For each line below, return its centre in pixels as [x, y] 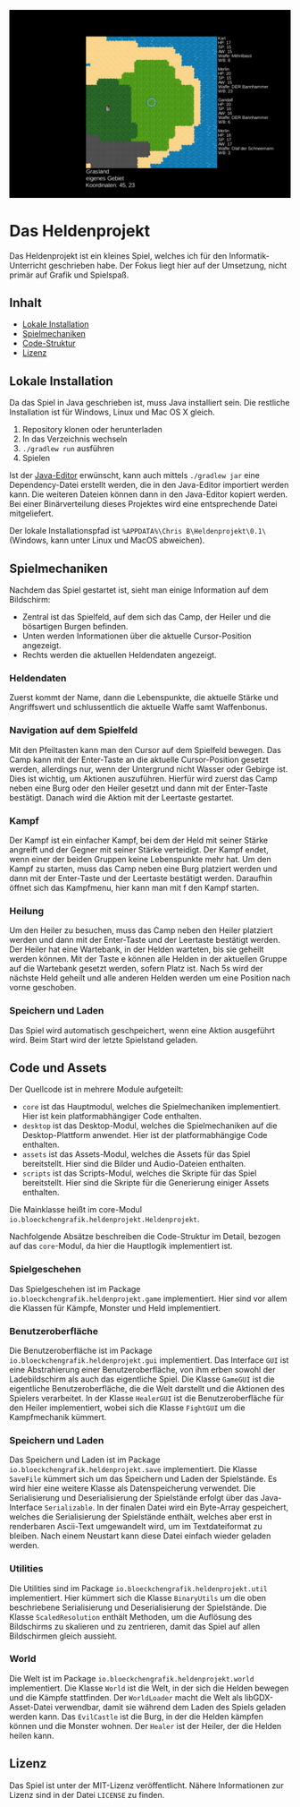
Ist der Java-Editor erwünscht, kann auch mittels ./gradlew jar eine [135, 475]
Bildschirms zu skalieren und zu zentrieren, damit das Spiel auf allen [135, 1626]
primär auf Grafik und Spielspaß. [69, 275]
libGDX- [259, 1697]
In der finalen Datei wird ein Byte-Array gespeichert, [192, 1507]
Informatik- [249, 255]
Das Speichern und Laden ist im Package [85, 1460]
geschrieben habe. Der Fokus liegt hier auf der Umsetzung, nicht [168, 265]
